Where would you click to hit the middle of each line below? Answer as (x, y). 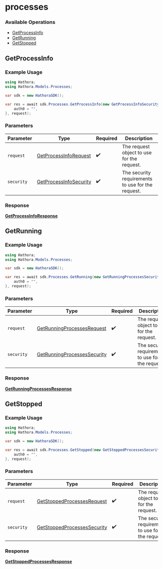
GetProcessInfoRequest (64, 155)
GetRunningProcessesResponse (38, 389)
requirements (137, 179)
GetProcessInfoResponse (32, 216)
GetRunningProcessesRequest (72, 328)
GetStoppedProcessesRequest (72, 501)
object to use (137, 152)
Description (139, 138)
